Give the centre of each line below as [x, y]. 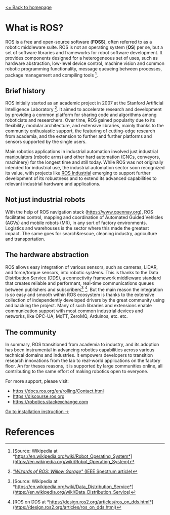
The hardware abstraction [47, 255]
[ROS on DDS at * [31, 502]
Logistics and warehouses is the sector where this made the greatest [77, 228]
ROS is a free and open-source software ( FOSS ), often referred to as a [79, 42]
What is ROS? [34, 28]
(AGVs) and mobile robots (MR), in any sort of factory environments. [76, 223]
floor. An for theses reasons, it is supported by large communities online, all [84, 366]
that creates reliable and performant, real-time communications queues [80, 283]
